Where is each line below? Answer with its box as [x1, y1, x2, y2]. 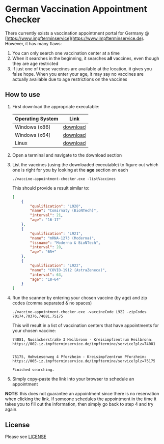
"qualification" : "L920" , [30, 204, 83, 208]
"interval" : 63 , [30, 272, 63, 277]
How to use [5, 90, 40, 99]
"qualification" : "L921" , [30, 231, 83, 236]
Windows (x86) [14, 123, 51, 130]
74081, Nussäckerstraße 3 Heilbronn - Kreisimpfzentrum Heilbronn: [12, 337, 153, 342]
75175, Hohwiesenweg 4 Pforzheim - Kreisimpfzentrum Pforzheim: [12, 355, 147, 359]
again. [5, 407, 18, 413]
